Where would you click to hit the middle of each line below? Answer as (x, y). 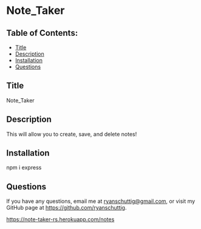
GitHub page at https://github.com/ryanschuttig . (66, 208)
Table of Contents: (42, 33)
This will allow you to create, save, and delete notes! (72, 134)
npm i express (24, 168)
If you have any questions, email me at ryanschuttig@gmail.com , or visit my (101, 201)
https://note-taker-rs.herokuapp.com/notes (60, 219)
